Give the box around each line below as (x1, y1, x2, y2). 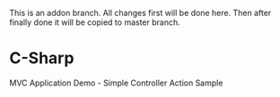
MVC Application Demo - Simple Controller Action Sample (9, 77, 223, 88)
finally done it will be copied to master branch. (9, 17, 181, 28)
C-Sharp (9, 48, 74, 69)
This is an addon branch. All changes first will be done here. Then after (9, 8, 272, 18)
